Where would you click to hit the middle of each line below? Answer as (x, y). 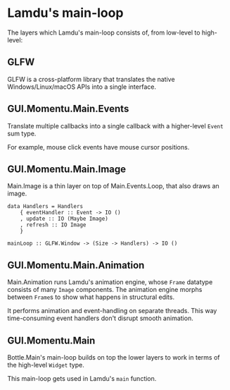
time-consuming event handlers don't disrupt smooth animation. (100, 318)
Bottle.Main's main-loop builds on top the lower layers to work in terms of (114, 357)
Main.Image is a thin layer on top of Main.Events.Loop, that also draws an (113, 186)
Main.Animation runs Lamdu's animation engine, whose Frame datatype (110, 282)
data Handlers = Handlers (45, 207)
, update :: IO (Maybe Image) (64, 219)
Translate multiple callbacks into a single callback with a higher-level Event (115, 126)
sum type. (22, 133)
